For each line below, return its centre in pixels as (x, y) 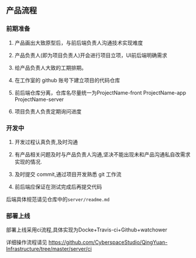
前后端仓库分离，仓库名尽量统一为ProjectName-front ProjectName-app (100, 92)
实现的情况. (28, 162)
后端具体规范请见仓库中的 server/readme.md (58, 199)
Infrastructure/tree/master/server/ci (49, 249)
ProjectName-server (39, 99)
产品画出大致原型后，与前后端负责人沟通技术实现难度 (79, 42)
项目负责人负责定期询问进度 (48, 111)
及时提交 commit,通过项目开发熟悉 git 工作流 (68, 174)
